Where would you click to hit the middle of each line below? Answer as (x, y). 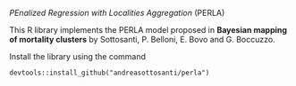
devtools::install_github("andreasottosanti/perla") (110, 73)
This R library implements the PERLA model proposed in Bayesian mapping (148, 30)
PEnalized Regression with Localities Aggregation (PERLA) (117, 13)
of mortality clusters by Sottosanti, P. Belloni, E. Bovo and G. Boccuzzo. (142, 39)
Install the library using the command (77, 56)
